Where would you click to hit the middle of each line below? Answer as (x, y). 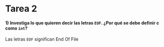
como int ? (16, 28)
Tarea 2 (21, 9)
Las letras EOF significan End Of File (42, 39)
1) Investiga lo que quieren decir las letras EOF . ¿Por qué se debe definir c (82, 22)
